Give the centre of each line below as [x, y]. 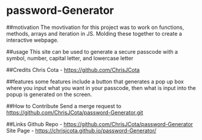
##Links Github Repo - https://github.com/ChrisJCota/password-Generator [100, 124]
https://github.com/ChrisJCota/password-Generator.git [75, 112]
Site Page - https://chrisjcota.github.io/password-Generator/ [81, 130]
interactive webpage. [33, 40]
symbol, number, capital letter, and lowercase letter [70, 58]
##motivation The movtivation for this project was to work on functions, [95, 27]
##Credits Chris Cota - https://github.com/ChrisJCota [73, 69]
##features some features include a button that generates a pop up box [95, 81]
